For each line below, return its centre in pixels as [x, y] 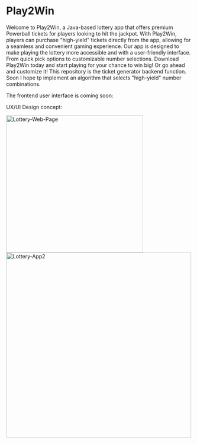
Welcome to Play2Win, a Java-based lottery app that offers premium [90, 27]
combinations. [23, 84]
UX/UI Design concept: [34, 107]
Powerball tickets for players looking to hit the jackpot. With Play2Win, [92, 33]
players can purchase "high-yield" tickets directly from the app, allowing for [98, 40]
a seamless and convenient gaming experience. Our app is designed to [93, 46]
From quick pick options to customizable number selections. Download [93, 59]
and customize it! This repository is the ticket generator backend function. [96, 71]
